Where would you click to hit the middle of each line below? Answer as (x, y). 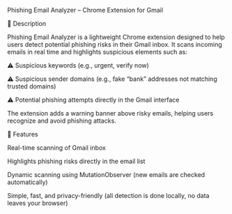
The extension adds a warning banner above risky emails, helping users (110, 113)
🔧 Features (23, 134)
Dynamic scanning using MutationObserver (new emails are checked (106, 175)
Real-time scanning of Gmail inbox (57, 148)
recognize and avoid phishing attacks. (62, 121)
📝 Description (27, 23)
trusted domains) (32, 86)
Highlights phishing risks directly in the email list (76, 161)
